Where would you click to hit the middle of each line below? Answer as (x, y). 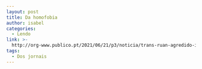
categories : (21, 28)
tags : (13, 51)
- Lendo (21, 34)
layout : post (23, 12)
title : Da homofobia (32, 17)
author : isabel (25, 23)
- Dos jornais (29, 56)
